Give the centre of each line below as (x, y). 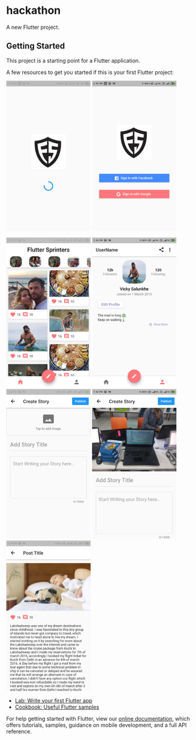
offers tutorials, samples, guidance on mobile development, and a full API (97, 725)
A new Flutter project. (33, 27)
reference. (19, 731)
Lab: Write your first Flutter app (54, 700)
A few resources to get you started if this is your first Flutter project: (90, 72)
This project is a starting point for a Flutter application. (73, 60)
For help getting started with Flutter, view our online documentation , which (98, 718)
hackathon (34, 11)
